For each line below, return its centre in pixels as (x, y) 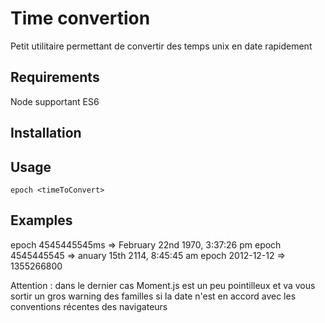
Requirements (55, 77)
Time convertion (80, 18)
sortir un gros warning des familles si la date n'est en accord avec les (153, 296)
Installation (46, 133)
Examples (41, 220)
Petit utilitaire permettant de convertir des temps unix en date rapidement (161, 46)
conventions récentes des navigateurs (89, 306)
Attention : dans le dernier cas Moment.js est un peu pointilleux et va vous (163, 285)
